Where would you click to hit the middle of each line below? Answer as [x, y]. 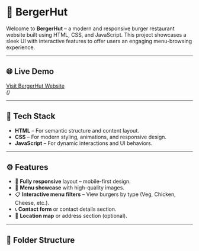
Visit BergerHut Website [36, 86]
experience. [21, 47]
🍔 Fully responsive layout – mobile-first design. [73, 181]
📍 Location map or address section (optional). [71, 216]
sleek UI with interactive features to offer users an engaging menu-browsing [99, 41]
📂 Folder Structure [41, 240]
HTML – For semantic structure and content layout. [77, 130]
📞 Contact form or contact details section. [65, 209]
